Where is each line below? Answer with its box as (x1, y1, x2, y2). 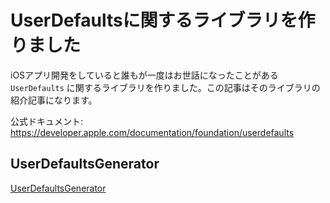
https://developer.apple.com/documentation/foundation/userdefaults (10, 126, 295, 138)
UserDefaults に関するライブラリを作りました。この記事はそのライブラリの (10, 81, 321, 93)
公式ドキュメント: (10, 115, 84, 127)
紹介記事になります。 (10, 94, 98, 106)
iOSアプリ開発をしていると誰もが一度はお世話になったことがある (10, 69, 279, 81)
